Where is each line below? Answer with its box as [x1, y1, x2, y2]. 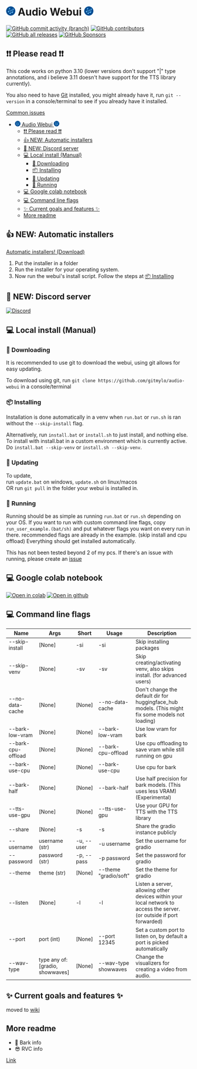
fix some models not [135, 711, 185, 718]
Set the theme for [135, 866, 178, 873]
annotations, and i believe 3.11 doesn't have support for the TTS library [6, 74, 176, 81]
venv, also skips [135, 665, 174, 672]
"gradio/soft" [98, 872, 130, 879]
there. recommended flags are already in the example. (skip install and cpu [6, 531, 187, 538]
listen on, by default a [135, 932, 188, 939]
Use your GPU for [135, 802, 178, 809]
